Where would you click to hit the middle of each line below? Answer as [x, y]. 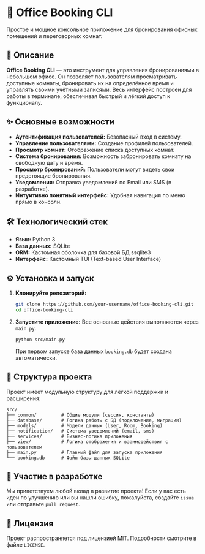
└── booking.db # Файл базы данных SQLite [68, 458]
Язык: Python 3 [35, 240]
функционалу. [24, 102]
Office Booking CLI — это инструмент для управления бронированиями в [103, 70]
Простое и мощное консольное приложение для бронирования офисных [102, 29]
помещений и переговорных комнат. [54, 36]
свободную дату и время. [49, 162]
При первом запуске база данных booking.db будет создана [94, 351]
